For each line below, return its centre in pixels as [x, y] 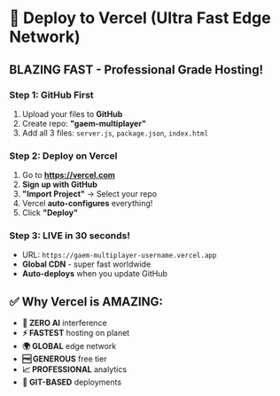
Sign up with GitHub [59, 184]
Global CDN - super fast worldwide [86, 264]
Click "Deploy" [50, 213]
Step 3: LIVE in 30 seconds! [70, 236]
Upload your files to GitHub [72, 113]
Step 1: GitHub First [52, 95]
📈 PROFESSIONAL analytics [74, 369]
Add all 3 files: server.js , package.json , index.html [115, 133]
